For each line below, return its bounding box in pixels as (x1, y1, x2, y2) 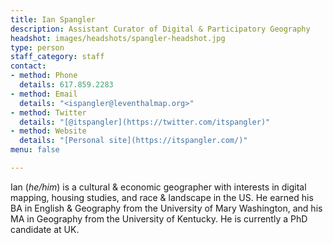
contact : (10, 61, 47, 71)
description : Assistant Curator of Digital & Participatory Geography (10, 24, 311, 34)
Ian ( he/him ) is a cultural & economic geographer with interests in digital (10, 181, 307, 193)
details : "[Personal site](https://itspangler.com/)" (19, 136, 248, 146)
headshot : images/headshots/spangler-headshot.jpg (10, 33, 226, 43)
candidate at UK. (10, 223, 80, 235)
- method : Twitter (10, 107, 87, 118)
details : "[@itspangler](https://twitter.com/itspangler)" (19, 117, 271, 127)
